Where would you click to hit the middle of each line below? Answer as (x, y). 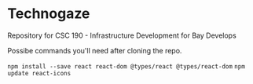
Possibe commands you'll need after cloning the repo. (95, 50)
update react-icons (39, 73)
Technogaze (49, 14)
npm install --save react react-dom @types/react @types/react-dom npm (126, 66)
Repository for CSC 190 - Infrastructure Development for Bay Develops (122, 35)
